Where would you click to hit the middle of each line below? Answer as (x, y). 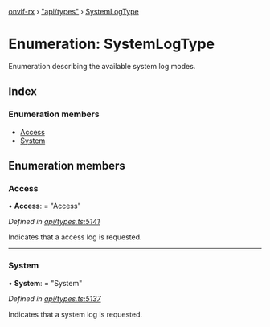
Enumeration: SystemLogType (112, 44)
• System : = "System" (45, 283)
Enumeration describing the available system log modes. (102, 66)
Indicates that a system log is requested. (76, 314)
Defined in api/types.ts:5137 (55, 298)
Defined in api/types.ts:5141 (54, 222)
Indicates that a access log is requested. (75, 237)
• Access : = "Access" (45, 206)
